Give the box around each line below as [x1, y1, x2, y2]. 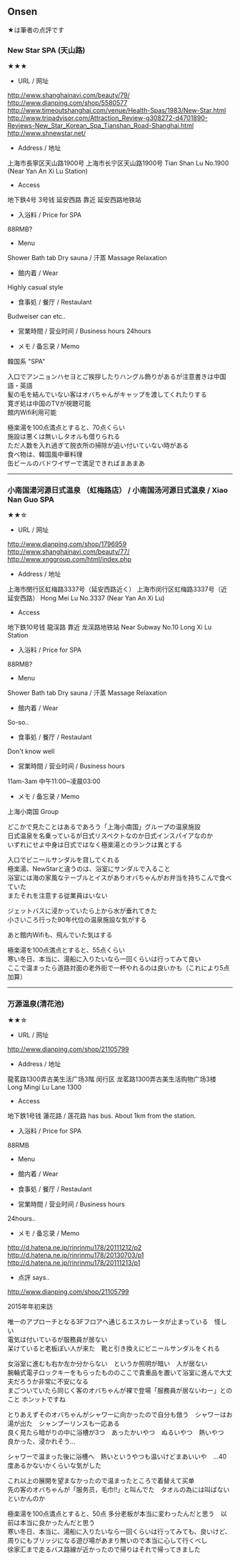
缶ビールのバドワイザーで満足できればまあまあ [7, 459, 145, 467]
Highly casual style [7, 283, 64, 292]
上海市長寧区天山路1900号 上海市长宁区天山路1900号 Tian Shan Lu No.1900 [7, 159, 229, 167]
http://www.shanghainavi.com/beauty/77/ [7, 547, 130, 556]
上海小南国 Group [7, 808, 59, 816]
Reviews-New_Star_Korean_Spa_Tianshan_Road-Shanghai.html [7, 121, 194, 130]
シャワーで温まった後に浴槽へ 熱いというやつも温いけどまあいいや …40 [7, 1452, 227, 1461]
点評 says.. [17, 1273, 50, 1281]
